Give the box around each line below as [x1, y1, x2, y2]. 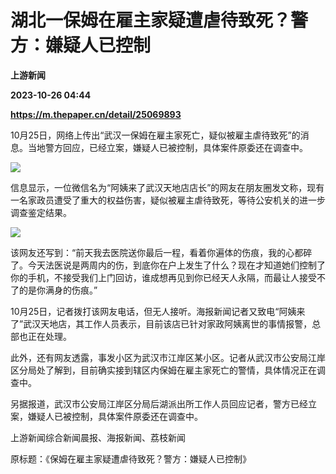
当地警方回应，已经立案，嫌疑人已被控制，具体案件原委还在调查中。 [27, 141, 308, 153]
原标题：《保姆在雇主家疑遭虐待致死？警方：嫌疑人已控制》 [10, 452, 252, 465]
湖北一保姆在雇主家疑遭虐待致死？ [10, 9, 292, 32]
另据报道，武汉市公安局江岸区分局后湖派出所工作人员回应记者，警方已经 [10, 397, 308, 410]
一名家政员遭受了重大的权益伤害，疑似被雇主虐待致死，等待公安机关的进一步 [10, 194, 326, 206]
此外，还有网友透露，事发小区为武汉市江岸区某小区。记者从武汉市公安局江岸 [10, 351, 326, 363]
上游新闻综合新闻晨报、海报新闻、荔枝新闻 [10, 431, 186, 443]
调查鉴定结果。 [10, 206, 72, 218]
